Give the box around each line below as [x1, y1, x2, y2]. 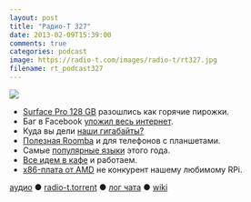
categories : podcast [9, 47, 88, 56]
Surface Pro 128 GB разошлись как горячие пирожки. [22, 106, 230, 116]
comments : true [9, 38, 67, 48]
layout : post [9, 13, 59, 23]
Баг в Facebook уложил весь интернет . [22, 116, 174, 126]
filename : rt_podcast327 [9, 65, 104, 74]
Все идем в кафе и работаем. [22, 154, 138, 165]
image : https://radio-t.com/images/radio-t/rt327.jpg [9, 56, 218, 65]
